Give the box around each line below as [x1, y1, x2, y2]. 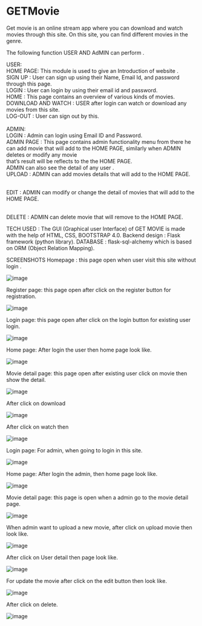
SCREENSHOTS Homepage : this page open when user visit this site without [6, 256, 197, 264]
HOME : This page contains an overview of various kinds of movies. [6, 93, 175, 100]
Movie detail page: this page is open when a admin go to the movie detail [6, 494, 189, 501]
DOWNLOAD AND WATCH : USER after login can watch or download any [6, 99, 187, 107]
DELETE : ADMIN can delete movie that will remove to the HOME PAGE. [6, 213, 183, 220]
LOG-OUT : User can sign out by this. [6, 112, 100, 120]
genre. [6, 37, 23, 44]
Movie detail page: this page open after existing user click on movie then [6, 369, 187, 377]
